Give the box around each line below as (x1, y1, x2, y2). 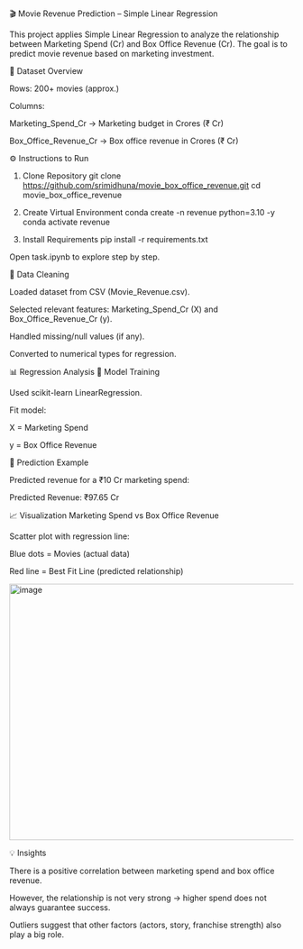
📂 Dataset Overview (9, 66, 84, 76)
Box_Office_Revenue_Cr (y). (9, 314, 113, 324)
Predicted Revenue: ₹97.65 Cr (9, 492, 120, 503)
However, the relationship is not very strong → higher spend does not (9, 892, 268, 903)
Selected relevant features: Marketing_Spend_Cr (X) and (9, 304, 219, 315)
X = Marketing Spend (9, 423, 88, 433)
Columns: (9, 101, 45, 111)
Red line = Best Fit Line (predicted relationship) (9, 566, 184, 576)
